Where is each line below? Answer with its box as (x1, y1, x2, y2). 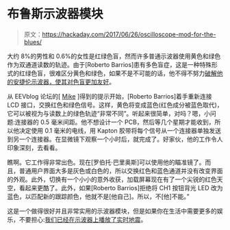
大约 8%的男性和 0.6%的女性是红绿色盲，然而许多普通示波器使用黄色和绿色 (7, 52, 221, 60)
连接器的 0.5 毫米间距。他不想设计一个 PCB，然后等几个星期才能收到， (14, 118, 215, 126)
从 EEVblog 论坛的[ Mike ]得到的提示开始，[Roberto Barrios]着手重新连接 (7, 92, 212, 100)
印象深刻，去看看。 (7, 143, 62, 151)
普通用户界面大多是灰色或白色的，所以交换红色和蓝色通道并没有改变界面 (18, 166, 223, 175)
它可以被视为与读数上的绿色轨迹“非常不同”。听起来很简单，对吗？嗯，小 (7, 109, 211, 117)
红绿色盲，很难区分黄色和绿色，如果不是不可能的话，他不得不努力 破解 (18, 69, 217, 77)
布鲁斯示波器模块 (7, 6, 104, 22)
